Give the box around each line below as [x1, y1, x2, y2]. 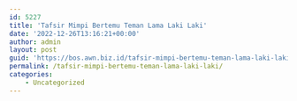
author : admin [9, 37, 62, 47]
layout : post [9, 46, 57, 54]
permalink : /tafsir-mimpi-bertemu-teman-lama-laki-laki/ [9, 62, 224, 71]
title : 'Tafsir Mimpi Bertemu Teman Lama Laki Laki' [9, 21, 208, 30]
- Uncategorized [25, 78, 86, 87]
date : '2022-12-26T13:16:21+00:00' [9, 29, 141, 38]
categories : [9, 70, 53, 79]
